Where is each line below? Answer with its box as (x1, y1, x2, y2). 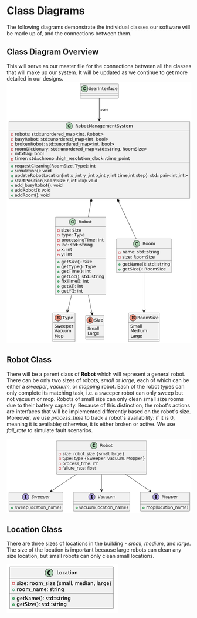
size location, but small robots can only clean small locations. (6, 553, 155, 560)
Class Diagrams (6, 4, 85, 18)
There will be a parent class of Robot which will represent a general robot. (6, 370, 186, 378)
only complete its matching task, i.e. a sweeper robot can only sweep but (6, 389, 184, 396)
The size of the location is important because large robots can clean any (6, 546, 182, 553)
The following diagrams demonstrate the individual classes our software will (6, 24, 191, 31)
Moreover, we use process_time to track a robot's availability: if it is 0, (6, 414, 175, 421)
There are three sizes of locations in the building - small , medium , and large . (6, 540, 191, 547)
